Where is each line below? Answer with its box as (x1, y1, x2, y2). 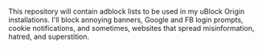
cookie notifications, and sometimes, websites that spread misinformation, (8, 24, 255, 32)
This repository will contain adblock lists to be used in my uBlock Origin (8, 7, 245, 16)
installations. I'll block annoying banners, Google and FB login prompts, (8, 15, 244, 24)
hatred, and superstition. (8, 32, 90, 41)
